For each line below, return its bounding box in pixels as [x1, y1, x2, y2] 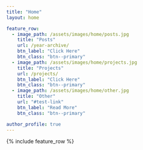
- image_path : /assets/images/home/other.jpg [12, 87, 130, 94]
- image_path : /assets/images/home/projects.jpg [12, 59, 138, 66]
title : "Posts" [17, 37, 56, 43]
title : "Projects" [17, 65, 64, 71]
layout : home [6, 15, 40, 21]
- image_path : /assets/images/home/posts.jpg [12, 31, 130, 37]
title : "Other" [17, 94, 56, 100]
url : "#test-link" [17, 99, 64, 105]
